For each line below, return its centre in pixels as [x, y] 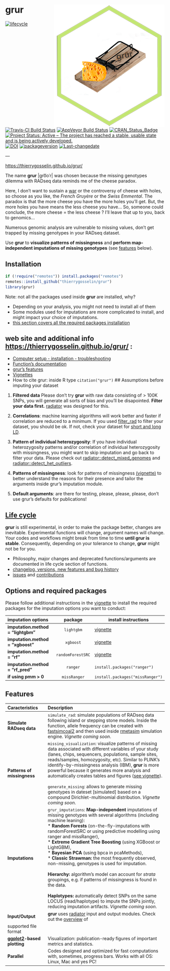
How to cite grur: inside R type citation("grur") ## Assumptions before [88, 380]
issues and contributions [38, 575]
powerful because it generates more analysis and [99, 770]
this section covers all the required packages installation [71, 323]
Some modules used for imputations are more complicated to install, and [88, 312]
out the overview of [68, 919]
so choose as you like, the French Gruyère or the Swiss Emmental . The [79, 196]
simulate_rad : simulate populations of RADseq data [101, 715]
